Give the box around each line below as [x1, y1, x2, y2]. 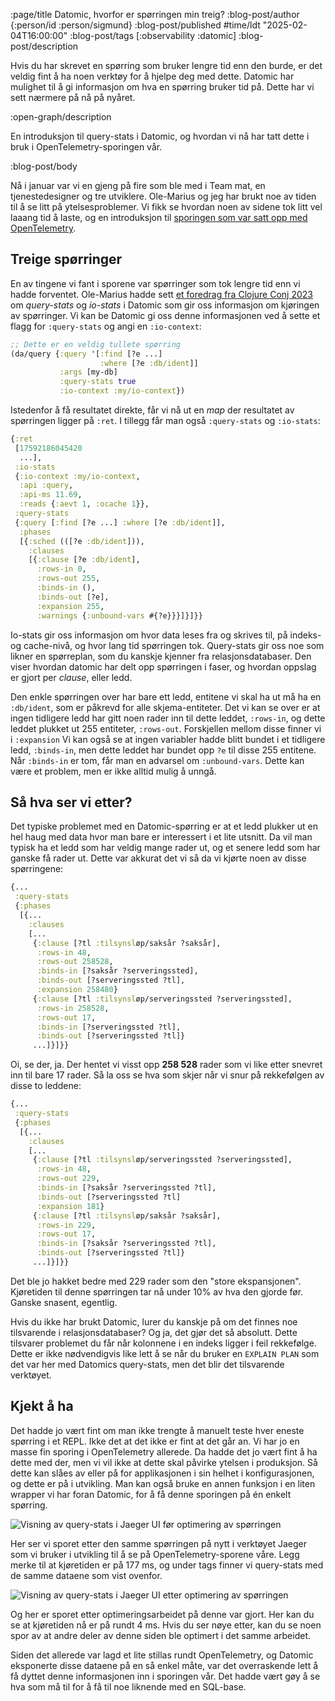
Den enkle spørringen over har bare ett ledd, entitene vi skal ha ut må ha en [10, 690, 322, 703]
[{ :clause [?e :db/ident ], [28, 555, 141, 565]
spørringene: [10, 863, 64, 875]
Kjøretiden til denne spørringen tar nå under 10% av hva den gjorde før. [10, 1285, 304, 1298]
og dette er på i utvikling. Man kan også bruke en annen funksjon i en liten [10, 1477, 316, 1489]
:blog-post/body [10, 160, 78, 172]
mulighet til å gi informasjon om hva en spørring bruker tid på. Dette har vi [10, 81, 315, 93]
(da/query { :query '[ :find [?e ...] [10, 349, 163, 359]
